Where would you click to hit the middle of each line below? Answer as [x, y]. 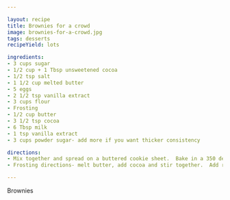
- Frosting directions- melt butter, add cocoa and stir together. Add [113, 165]
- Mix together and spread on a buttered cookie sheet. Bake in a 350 [111, 159]
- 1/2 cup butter [32, 115]
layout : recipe [29, 19]
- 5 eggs [20, 89]
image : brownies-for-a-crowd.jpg [55, 32]
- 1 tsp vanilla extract [42, 134]
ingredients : [26, 58]
